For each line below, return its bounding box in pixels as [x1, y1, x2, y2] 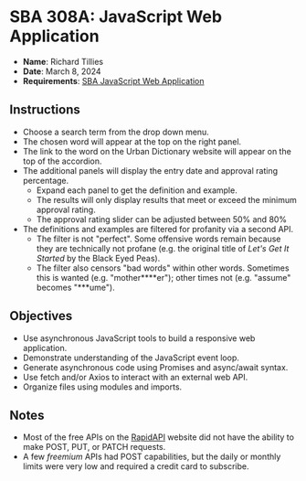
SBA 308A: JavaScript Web [9, 6, 222, 27]
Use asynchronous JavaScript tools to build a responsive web [22, 332, 256, 344]
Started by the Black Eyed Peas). [36, 252, 161, 263]
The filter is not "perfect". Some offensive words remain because [36, 233, 281, 244]
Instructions [9, 102, 80, 118]
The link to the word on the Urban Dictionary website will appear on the [22, 145, 292, 156]
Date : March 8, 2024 [22, 66, 102, 77]
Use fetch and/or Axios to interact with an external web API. [22, 371, 248, 382]
